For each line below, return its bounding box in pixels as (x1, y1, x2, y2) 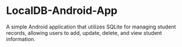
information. (6, 35, 36, 42)
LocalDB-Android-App (6, 4, 118, 17)
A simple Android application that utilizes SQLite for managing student (6, 23, 176, 30)
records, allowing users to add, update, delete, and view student (6, 29, 162, 36)
